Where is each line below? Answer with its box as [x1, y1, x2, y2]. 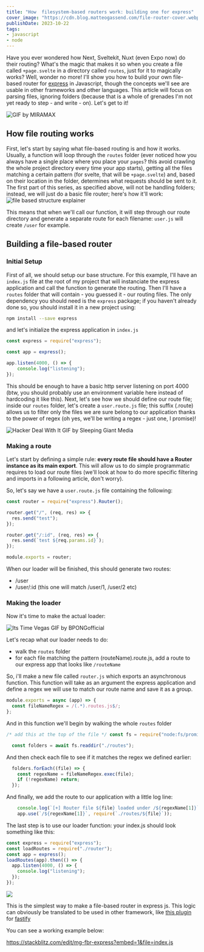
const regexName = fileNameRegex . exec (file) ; [17, 771, 135, 777]
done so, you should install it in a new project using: [6, 303, 136, 311]
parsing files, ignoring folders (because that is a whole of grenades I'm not [6, 93, 193, 100]
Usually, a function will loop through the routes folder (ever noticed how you [6, 151, 197, 158]
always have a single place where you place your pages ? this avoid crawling [6, 158, 195, 165]
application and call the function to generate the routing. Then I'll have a [6, 284, 186, 291]
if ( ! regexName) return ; [17, 777, 80, 783]
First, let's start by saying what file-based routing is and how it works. [6, 144, 181, 152]
